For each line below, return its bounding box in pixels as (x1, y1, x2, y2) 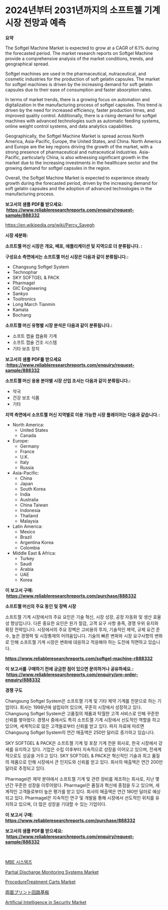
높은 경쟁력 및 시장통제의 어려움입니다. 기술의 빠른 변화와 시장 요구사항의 (12, 633, 154, 639)
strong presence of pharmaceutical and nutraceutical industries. (5, 149, 138, 155)
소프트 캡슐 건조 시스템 (12, 339, 57, 345)
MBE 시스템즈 (5, 859, 33, 865)
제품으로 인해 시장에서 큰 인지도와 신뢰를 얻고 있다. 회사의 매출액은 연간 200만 (10, 759, 163, 765)
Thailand (20, 512, 39, 518)
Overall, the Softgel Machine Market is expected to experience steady (5, 175, 149, 181)
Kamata (12, 307, 29, 313)
